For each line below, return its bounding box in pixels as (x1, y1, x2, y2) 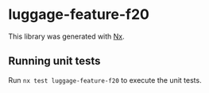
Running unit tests (8, 54, 101, 68)
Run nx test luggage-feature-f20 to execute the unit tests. (8, 75, 202, 84)
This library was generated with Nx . (8, 32, 125, 41)
